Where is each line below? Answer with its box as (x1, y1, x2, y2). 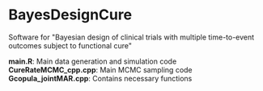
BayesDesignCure (8, 6, 132, 24)
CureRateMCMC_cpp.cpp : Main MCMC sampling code (8, 64, 193, 74)
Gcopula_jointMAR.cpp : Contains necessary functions (8, 73, 193, 83)
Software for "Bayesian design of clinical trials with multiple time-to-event (8, 32, 255, 42)
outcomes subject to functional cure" (8, 40, 132, 50)
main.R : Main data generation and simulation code (8, 56, 177, 66)
